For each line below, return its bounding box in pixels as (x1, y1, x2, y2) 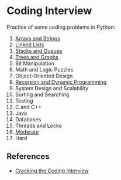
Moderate (15, 128, 39, 135)
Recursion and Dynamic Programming (15, 78, 107, 86)
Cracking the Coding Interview (15, 167, 89, 174)
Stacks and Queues (15, 47, 63, 54)
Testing (15, 97, 34, 104)
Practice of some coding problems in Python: (6, 23, 116, 30)
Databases (15, 116, 42, 123)
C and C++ (15, 103, 42, 110)
